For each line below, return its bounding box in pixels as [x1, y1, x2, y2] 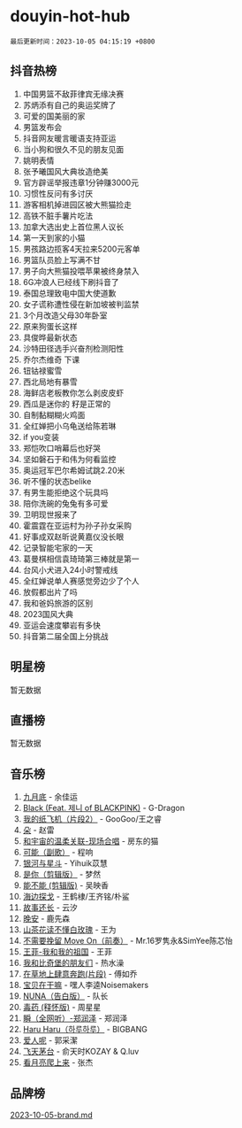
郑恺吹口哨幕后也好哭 [22, 443, 101, 453]
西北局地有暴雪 [22, 376, 78, 387]
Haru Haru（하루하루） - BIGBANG [22, 1024, 148, 1035]
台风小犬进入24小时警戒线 [22, 564, 118, 575]
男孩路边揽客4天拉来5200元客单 [22, 243, 140, 254]
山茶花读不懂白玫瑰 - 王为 [22, 924, 117, 935]
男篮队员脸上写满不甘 [22, 254, 101, 265]
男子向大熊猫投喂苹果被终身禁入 [22, 266, 140, 276]
